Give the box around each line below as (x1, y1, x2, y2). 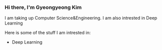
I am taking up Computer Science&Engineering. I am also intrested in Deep (4, 15, 158, 21)
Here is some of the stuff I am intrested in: (4, 30, 91, 36)
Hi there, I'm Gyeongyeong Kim (4, 4, 82, 11)
